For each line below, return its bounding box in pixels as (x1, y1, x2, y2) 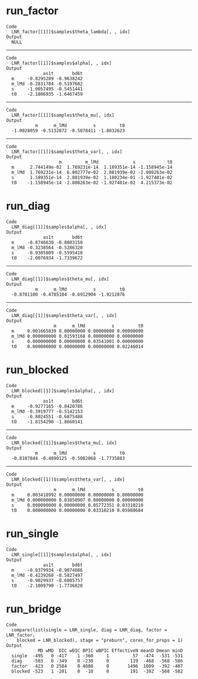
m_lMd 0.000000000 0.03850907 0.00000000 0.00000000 (11, 497, 144, 503)
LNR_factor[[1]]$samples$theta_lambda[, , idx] (11, 28, 131, 35)
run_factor (6, 4, 59, 18)
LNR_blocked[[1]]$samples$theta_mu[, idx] (11, 440, 117, 446)
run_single (6, 527, 59, 540)
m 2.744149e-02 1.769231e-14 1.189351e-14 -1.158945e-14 (11, 164, 173, 170)
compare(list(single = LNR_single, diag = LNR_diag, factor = (11, 627, 167, 633)
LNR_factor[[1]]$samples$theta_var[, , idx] (11, 149, 123, 155)
